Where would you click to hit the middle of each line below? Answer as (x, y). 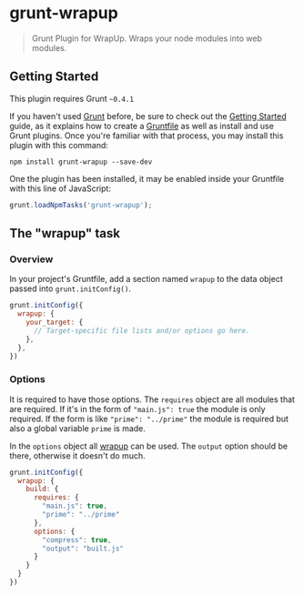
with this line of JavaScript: (61, 188)
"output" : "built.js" (83, 549)
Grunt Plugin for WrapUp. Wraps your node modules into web (147, 38)
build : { (42, 489)
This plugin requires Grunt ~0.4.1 (72, 98)
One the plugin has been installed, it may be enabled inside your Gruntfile (147, 178)
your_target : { (55, 323)
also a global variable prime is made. (77, 428)
